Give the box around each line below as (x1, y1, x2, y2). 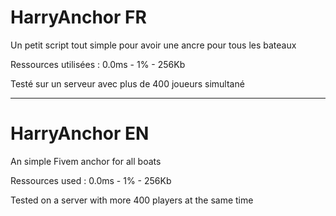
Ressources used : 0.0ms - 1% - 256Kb (10, 174, 172, 186)
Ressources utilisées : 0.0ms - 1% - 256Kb (10, 58, 186, 70)
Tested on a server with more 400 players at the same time (10, 194, 254, 206)
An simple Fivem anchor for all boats (10, 155, 162, 167)
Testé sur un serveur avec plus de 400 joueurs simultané (10, 77, 245, 90)
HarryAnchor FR (10, 6, 147, 29)
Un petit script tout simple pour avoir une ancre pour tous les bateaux (10, 39, 297, 51)
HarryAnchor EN (10, 122, 150, 145)
